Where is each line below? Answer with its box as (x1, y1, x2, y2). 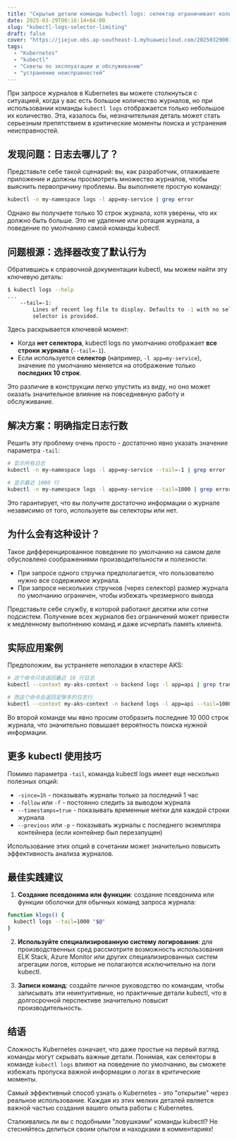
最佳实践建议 (7, 871, 63, 883)
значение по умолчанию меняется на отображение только (17, 361, 196, 370)
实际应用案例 (7, 642, 63, 654)
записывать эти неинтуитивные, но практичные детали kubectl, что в (17, 988, 227, 998)
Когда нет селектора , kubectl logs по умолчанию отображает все (17, 339, 217, 348)
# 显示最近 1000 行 (7, 479, 59, 486)
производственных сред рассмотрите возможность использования (17, 945, 224, 954)
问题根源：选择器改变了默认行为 (7, 246, 147, 258)
